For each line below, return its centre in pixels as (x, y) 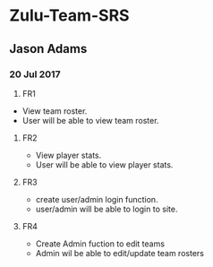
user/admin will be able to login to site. (106, 209)
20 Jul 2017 (35, 74)
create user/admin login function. (97, 199)
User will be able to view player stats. (104, 164)
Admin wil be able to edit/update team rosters (119, 253)
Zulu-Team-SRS (69, 16)
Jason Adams (48, 49)
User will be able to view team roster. (90, 120)
